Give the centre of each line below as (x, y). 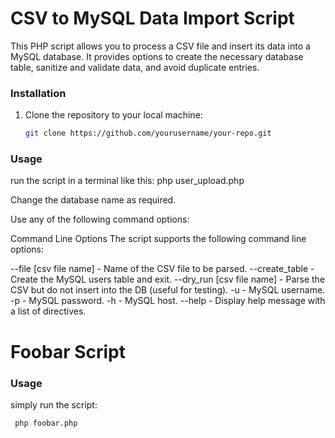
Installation (38, 93)
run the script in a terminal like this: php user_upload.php (127, 181)
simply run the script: (54, 404)
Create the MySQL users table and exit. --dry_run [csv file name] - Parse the (168, 279)
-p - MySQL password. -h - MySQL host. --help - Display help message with (168, 301)
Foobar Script (68, 351)
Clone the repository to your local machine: (113, 115)
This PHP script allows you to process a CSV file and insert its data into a (160, 46)
